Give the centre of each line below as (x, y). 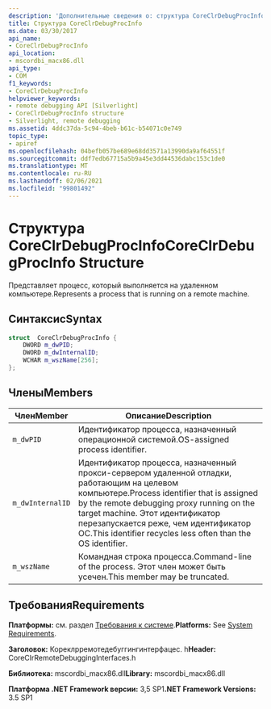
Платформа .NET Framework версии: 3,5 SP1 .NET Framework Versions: (132, 689)
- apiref (23, 143)
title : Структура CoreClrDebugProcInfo (75, 23)
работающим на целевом (128, 483)
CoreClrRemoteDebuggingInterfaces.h (72, 657)
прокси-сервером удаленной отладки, (155, 472)
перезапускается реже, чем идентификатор (165, 523)
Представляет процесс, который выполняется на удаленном (113, 285)
